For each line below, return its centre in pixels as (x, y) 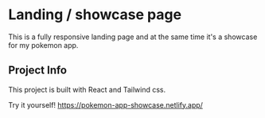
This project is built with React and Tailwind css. (87, 89)
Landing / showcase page (95, 15)
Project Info (38, 71)
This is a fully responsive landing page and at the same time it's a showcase (133, 37)
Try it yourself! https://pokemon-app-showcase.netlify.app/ (105, 104)
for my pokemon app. (43, 45)
